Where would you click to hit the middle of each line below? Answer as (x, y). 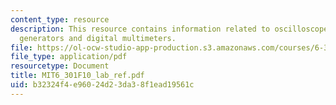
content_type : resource (60, 19)
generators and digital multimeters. (98, 38)
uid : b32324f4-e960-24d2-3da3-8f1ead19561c (102, 85)
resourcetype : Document (60, 66)
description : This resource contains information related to (140, 29)
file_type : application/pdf (69, 57)
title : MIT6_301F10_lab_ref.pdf (77, 76)
